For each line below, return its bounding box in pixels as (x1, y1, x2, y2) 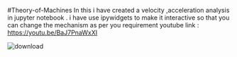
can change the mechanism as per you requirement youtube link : (7, 21, 199, 29)
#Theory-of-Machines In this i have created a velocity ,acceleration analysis (7, 6, 230, 14)
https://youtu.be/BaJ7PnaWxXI (7, 28, 98, 37)
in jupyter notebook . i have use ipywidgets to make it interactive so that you (7, 13, 230, 22)
